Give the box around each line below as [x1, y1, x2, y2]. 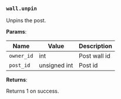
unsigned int [39, 61, 73, 69]
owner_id [9, 52, 33, 59]
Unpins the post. [6, 17, 46, 24]
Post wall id [78, 52, 110, 60]
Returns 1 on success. [6, 87, 59, 95]
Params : [6, 29, 27, 36]
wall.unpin [6, 5, 37, 12]
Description [78, 42, 113, 50]
